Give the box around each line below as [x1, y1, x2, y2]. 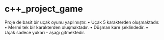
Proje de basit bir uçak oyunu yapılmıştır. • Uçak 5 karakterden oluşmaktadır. [4, 19, 160, 25]
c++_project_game [4, 3, 83, 14]
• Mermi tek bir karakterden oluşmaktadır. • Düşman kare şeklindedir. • [4, 24, 148, 30]
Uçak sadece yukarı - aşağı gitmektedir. [4, 29, 85, 35]
